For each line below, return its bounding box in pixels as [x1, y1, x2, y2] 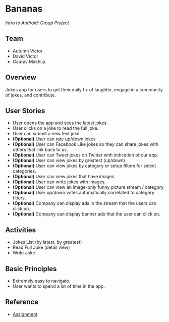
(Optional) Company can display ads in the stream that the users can [12, 200, 157, 206]
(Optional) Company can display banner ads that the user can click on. [12, 211, 160, 217]
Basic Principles [5, 264, 57, 273]
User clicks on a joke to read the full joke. [12, 125, 99, 131]
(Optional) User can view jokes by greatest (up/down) [12, 157, 125, 164]
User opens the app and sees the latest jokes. [12, 120, 108, 126]
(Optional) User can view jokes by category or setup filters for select [12, 163, 156, 169]
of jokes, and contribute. [5, 92, 57, 98]
